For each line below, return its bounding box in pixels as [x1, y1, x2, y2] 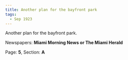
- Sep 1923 [9, 16, 32, 21]
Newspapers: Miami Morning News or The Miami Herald [5, 40, 123, 46]
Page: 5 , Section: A [5, 49, 45, 55]
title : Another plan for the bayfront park [5, 7, 97, 12]
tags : [5, 12, 16, 17]
